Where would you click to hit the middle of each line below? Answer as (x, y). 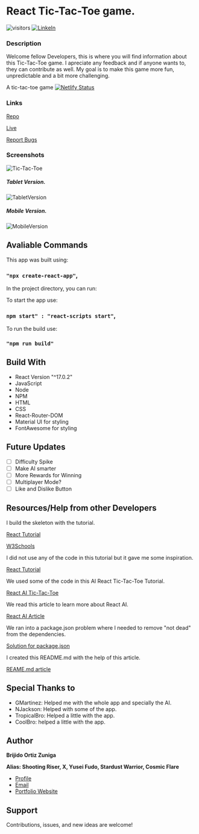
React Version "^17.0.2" (44, 377)
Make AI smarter (35, 468)
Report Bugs (22, 139)
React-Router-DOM (39, 415)
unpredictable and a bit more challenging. (58, 76)
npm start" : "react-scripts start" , (61, 316)
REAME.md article (29, 669)
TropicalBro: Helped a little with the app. (65, 715)
